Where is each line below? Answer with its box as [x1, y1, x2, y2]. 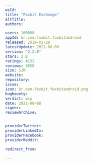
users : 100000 [5, 31, 35, 36]
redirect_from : [5, 146, 37, 151]
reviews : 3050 [5, 63, 35, 68]
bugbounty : [5, 91, 28, 96]
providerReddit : [5, 137, 39, 142]
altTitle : [5, 17, 26, 22]
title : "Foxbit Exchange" [5, 12, 59, 17]
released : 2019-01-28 [5, 40, 50, 45]
